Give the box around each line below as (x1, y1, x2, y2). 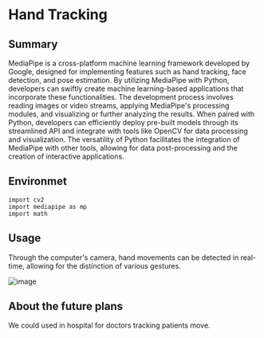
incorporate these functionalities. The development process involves (8, 92, 234, 101)
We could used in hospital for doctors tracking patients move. (8, 320, 211, 330)
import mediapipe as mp (8, 202, 88, 210)
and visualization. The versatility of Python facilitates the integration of (8, 135, 241, 144)
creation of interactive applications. (8, 151, 125, 161)
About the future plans (8, 300, 124, 313)
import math (8, 210, 48, 218)
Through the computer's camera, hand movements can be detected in (8, 253, 239, 262)
